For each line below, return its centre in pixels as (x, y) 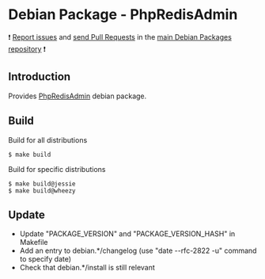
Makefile (34, 243)
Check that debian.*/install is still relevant (87, 268)
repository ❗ (27, 48)
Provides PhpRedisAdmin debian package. (78, 96)
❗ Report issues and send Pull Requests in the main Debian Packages (120, 36)
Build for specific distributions (57, 169)
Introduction (40, 77)
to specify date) (45, 259)
